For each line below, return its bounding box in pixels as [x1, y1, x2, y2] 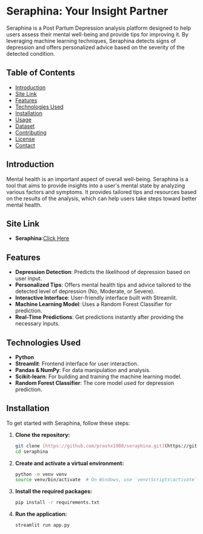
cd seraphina [15, 449, 48, 455]
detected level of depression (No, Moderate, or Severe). [15, 288, 155, 295]
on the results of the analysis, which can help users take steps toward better [6, 195, 197, 202]
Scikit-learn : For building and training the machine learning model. [15, 373, 182, 380]
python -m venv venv [15, 471, 67, 477]
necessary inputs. [15, 320, 60, 327]
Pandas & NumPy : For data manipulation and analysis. [15, 367, 151, 373]
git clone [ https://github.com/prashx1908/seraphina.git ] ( [15, 442, 168, 449]
